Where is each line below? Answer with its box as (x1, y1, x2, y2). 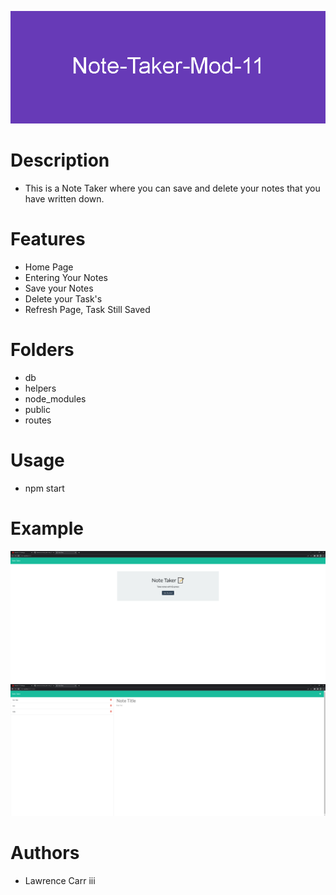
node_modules (24, 392, 87, 405)
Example (10, 517, 84, 540)
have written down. (24, 192, 105, 205)
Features (10, 228, 86, 251)
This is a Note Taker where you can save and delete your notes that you (24, 182, 321, 194)
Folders (10, 339, 75, 361)
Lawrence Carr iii (24, 874, 96, 886)
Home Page (24, 261, 74, 273)
